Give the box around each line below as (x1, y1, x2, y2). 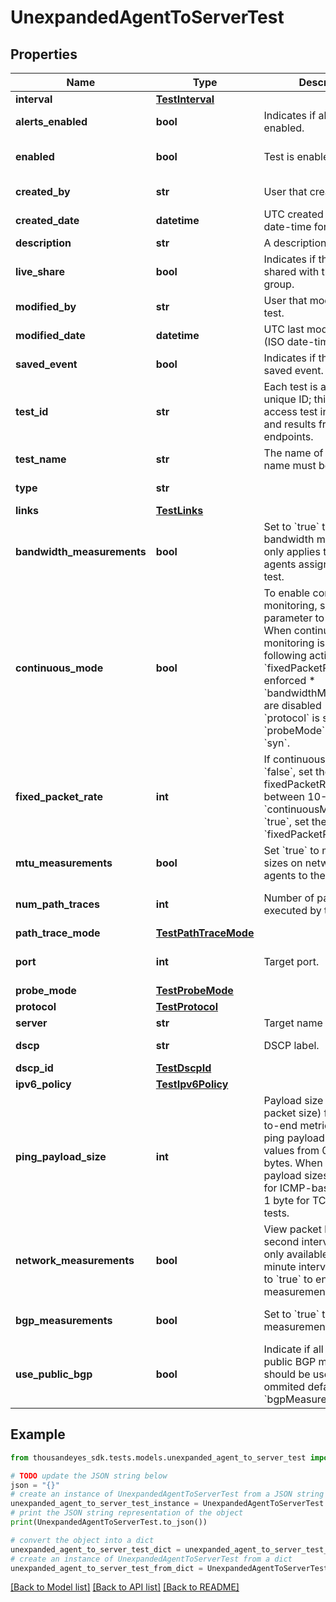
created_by (15, 185, 71, 198)
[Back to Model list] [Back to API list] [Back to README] (10, 1581, 240, 1593)
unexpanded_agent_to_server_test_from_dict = (10, 1563, 203, 1573)
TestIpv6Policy (155, 1077, 229, 1091)
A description (263, 236, 327, 250)
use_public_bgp (15, 1367, 93, 1381)
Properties (10, 46, 78, 63)
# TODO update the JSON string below (10, 1471, 168, 1481)
